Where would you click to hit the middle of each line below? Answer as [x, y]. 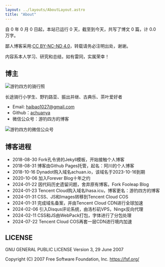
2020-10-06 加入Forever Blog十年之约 [51, 178]
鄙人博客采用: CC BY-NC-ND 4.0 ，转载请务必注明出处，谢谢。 [68, 46]
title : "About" [21, 14]
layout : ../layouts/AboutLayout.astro [45, 10]
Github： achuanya [31, 113]
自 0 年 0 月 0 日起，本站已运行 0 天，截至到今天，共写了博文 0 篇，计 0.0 [81, 29]
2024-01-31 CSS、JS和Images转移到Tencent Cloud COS [70, 197]
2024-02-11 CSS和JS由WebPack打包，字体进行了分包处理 [72, 215]
